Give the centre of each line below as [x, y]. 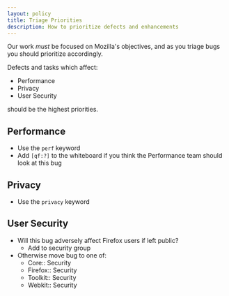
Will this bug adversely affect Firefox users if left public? [98, 240]
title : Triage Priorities [45, 20]
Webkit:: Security [53, 285]
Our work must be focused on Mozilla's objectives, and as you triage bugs [114, 47]
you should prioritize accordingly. [55, 54]
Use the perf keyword [49, 148]
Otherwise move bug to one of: [62, 255]
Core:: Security [49, 262]
